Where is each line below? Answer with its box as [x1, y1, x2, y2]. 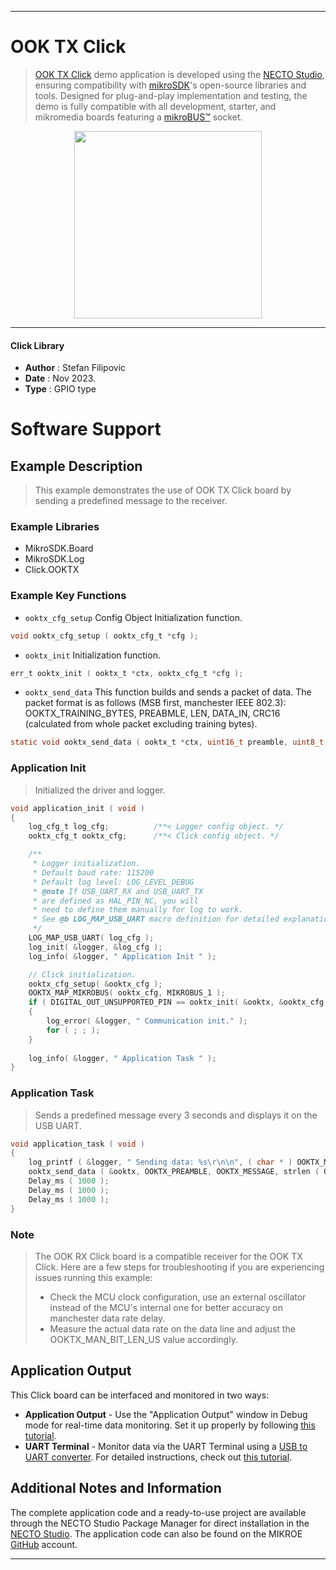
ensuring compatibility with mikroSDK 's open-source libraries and [34, 79, 307, 91]
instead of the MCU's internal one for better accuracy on [49, 1301, 283, 1313]
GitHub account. [10, 1538, 78, 1550]
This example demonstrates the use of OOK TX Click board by [34, 484, 292, 496]
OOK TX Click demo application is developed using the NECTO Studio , [34, 68, 325, 80]
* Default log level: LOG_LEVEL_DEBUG [32, 877, 195, 887]
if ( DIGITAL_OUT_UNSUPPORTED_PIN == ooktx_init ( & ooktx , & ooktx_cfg [28, 997, 325, 1008]
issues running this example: [34, 1271, 153, 1283]
